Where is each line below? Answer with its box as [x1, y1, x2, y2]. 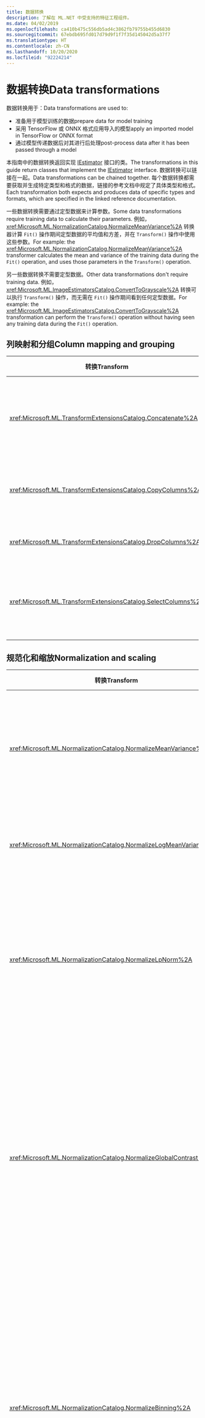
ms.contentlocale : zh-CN [6, 43, 70, 50]
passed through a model [15, 146, 77, 153]
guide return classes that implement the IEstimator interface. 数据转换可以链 [6, 166, 197, 173]
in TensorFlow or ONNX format [15, 132, 93, 139]
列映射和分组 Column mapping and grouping [6, 339, 175, 349]
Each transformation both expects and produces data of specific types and [6, 188, 195, 196]
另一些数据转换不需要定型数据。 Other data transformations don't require [6, 271, 189, 278]
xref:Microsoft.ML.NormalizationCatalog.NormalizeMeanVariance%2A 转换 [6, 223, 195, 230]
